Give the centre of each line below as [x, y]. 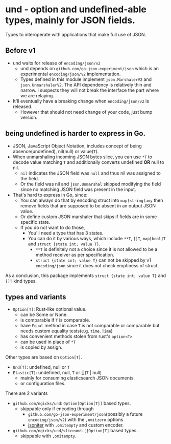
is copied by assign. [41, 347]
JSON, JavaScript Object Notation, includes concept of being [77, 146]
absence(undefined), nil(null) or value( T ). [56, 151]
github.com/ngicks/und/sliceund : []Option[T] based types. [75, 431]
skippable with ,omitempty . [48, 436]
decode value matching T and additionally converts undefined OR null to [88, 162]
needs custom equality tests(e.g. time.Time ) [67, 331]
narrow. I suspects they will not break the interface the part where [90, 90]
